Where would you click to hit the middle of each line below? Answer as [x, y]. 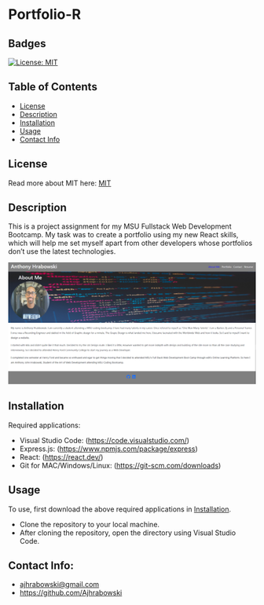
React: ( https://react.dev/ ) [61, 456]
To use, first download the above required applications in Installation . [120, 509]
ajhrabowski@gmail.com [59, 585]
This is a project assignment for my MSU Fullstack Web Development [120, 226]
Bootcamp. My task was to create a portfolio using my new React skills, [123, 235]
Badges [27, 44]
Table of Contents [53, 87]
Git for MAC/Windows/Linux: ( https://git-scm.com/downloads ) [120, 465]
